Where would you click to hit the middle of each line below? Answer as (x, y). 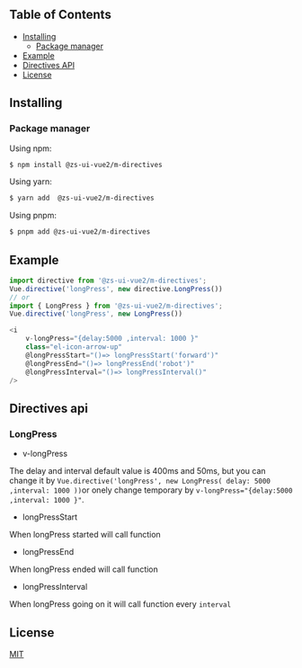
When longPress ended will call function (84, 569)
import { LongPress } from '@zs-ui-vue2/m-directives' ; (116, 306)
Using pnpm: (33, 216)
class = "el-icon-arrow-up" (74, 347)
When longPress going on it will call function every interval (120, 604)
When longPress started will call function (85, 535)
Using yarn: (31, 182)
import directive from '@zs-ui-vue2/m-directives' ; (108, 281)
